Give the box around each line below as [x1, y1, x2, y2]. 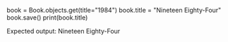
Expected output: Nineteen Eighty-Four [6, 27, 121, 35]
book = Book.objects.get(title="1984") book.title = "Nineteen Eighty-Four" [6, 6, 222, 14]
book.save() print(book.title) [6, 13, 88, 22]
